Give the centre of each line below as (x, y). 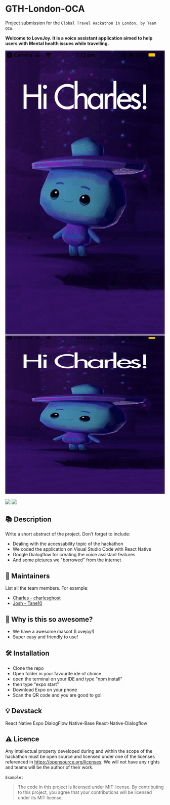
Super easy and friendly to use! (45, 637)
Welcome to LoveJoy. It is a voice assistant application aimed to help (79, 38)
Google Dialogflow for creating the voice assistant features (74, 555)
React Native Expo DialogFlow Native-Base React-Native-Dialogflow (76, 723)
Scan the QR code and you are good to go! (57, 695)
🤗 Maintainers (28, 576)
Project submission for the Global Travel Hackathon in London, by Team (81, 23)
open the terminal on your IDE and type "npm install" (68, 679)
